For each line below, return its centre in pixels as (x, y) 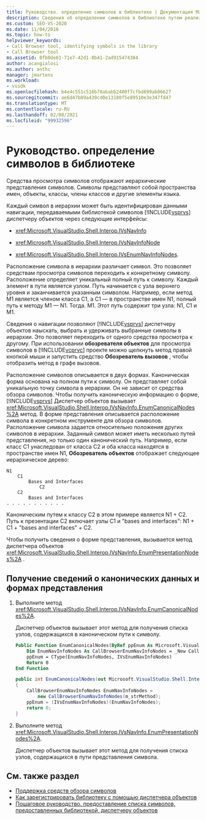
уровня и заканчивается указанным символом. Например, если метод (100, 293)
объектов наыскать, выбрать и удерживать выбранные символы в (94, 331)
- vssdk (16, 87)
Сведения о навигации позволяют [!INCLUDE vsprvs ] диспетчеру (91, 324)
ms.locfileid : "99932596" (39, 120)
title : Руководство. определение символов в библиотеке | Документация (100, 12)
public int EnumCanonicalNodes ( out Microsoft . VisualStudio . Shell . (102, 679)
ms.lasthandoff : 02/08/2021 (42, 115)
